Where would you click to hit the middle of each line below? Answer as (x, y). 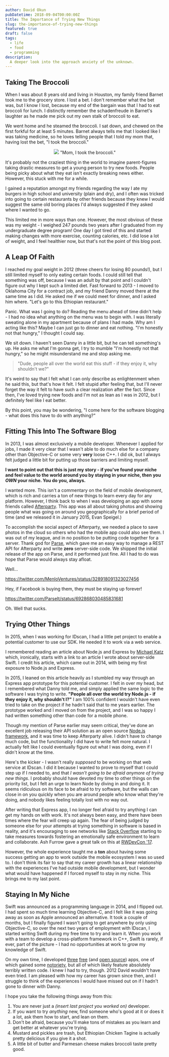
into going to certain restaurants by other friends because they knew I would (85, 199)
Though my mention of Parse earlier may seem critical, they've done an (79, 725)
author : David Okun (26, 10)
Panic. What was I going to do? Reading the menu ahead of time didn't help (83, 311)
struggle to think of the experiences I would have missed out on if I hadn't (82, 981)
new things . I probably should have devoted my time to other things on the (82, 778)
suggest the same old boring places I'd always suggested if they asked (79, 205)
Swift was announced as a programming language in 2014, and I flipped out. (84, 907)
